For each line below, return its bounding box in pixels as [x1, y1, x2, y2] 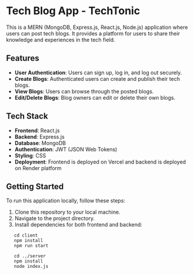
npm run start [14, 243, 49, 249]
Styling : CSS [14, 152, 46, 159]
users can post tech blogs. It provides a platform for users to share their [6, 30, 180, 37]
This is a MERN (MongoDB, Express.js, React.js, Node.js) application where [6, 24, 188, 31]
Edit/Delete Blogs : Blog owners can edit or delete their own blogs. [14, 94, 176, 101]
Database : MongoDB [14, 139, 66, 146]
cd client [14, 233, 38, 238]
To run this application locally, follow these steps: [6, 197, 125, 204]
